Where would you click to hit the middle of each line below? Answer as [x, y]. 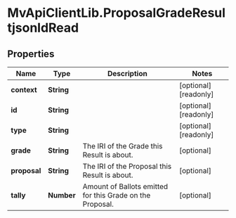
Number [62, 195]
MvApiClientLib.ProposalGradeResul [117, 13]
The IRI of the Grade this [123, 146]
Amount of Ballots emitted [125, 186]
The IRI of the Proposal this [127, 166]
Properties [31, 54]
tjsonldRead [43, 28]
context [24, 90]
